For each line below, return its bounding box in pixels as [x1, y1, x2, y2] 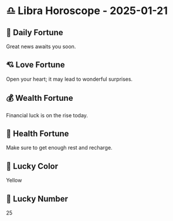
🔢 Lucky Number [6, 193, 69, 203]
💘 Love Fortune [6, 60, 65, 70]
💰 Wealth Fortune [6, 93, 73, 103]
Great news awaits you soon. [6, 43, 76, 50]
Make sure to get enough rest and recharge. [6, 144, 113, 151]
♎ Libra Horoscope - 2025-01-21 [6, 4, 168, 18]
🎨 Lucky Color [6, 161, 59, 171]
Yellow [6, 177, 22, 184]
